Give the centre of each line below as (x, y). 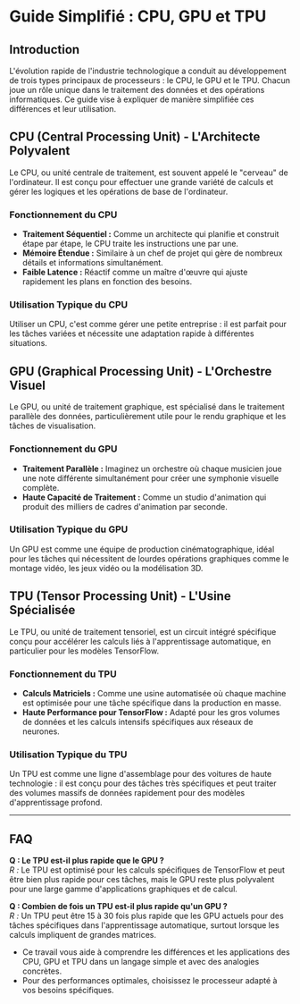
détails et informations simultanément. (92, 263)
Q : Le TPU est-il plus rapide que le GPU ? (87, 861)
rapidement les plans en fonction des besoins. (107, 282)
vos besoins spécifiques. (68, 991)
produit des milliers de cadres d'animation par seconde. (125, 506)
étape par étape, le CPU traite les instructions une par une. (130, 244)
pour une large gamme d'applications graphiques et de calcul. (124, 889)
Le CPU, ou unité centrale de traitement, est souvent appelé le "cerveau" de (149, 173)
